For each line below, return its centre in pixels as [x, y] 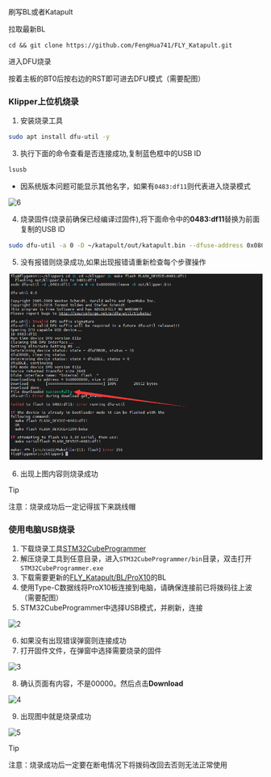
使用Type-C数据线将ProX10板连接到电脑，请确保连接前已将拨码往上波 [136, 587]
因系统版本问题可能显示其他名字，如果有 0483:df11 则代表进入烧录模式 [135, 186]
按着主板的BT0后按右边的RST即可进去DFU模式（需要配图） [107, 78]
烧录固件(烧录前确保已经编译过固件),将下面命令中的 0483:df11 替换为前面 [140, 219]
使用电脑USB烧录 [42, 530]
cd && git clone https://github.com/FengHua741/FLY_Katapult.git [120, 45]
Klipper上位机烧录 [44, 101]
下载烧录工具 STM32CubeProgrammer [83, 549]
